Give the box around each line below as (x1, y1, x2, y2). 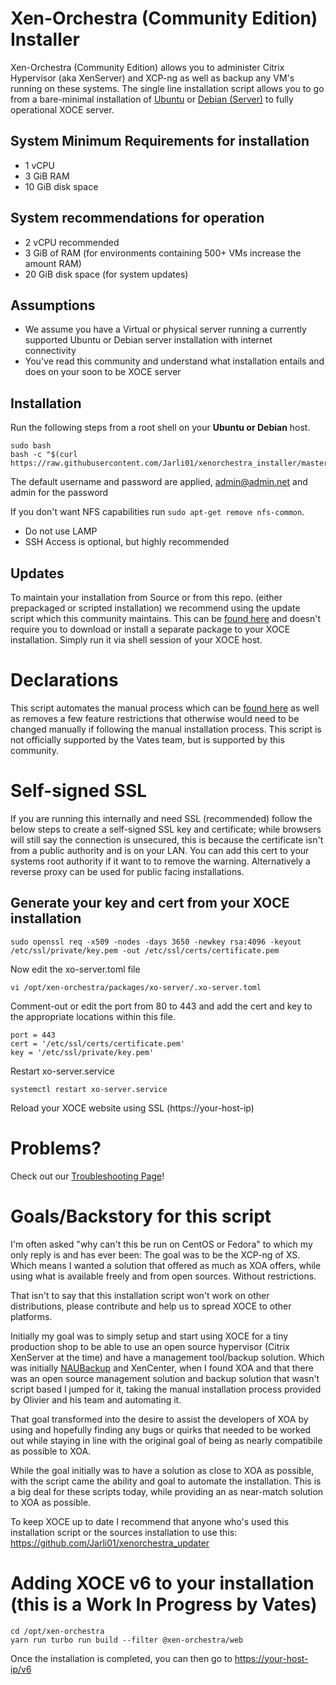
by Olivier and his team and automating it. (10, 1393, 182, 1406)
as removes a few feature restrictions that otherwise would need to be (10, 712, 300, 724)
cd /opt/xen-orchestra (10, 1626, 105, 1636)
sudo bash (10, 441, 52, 451)
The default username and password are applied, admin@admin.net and (10, 476, 308, 488)
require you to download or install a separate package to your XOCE (10, 623, 291, 635)
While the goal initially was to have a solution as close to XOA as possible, (10, 1464, 315, 1476)
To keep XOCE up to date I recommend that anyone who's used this (10, 1515, 290, 1527)
